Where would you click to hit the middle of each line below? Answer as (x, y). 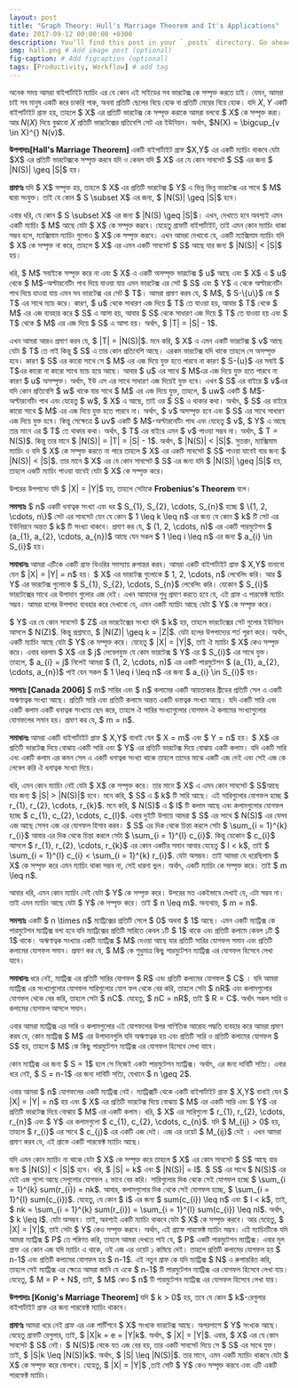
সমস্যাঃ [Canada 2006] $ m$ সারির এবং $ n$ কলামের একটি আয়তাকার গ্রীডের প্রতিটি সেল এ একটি (145, 689)
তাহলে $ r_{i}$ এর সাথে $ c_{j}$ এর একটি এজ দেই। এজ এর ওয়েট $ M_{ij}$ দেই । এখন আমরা (145, 1131)
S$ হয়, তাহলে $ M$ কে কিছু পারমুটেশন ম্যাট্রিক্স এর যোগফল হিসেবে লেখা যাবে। (113, 1046)
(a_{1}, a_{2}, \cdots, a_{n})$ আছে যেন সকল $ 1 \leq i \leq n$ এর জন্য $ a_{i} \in (141, 536)
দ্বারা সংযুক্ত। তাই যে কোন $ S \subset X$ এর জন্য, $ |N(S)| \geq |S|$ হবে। (124, 197)
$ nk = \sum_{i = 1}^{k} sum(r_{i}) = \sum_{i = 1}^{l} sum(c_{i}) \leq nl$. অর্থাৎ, (147, 1209)
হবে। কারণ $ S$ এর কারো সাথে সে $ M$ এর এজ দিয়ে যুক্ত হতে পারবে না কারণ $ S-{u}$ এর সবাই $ (147, 360)
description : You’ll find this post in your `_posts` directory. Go (138, 42)
